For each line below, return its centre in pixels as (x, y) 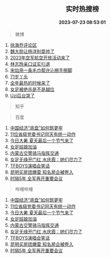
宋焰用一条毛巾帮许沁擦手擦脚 (41, 70)
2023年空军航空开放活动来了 (40, 58)
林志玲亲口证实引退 (30, 64)
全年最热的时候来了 (30, 83)
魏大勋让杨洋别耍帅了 (32, 51)
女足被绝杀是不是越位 (32, 89)
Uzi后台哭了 (22, 96)
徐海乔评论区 (23, 45)
